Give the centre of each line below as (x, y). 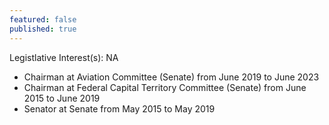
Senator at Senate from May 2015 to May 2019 (119, 108)
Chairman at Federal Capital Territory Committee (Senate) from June (165, 87)
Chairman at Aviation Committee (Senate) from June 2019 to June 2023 (171, 77)
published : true (43, 29)
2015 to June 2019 (62, 98)
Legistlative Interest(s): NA (64, 57)
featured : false (43, 19)
